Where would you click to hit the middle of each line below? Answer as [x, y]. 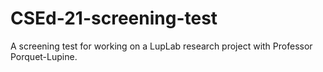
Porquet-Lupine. [44, 56]
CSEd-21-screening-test [114, 18]
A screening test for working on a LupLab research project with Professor [161, 46]
